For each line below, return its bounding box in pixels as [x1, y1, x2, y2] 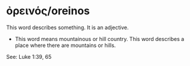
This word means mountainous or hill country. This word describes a [14, 35, 185, 42]
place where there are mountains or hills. [14, 42, 116, 49]
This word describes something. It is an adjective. [6, 24, 129, 31]
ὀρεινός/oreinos [6, 4, 90, 18]
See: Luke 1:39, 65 [6, 53, 52, 60]
